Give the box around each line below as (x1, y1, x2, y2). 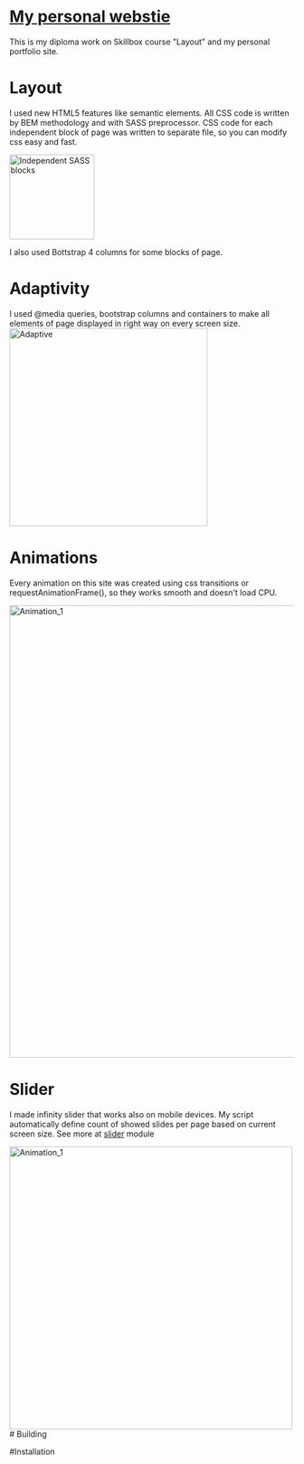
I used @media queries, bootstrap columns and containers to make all (9, 308, 270, 318)
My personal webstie (9, 6, 171, 27)
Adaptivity (9, 279, 90, 299)
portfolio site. (9, 45, 59, 56)
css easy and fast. (9, 136, 78, 147)
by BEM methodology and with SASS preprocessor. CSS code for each (9, 117, 273, 128)
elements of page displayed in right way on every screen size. (9, 318, 241, 328)
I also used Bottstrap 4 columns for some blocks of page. (9, 246, 223, 257)
